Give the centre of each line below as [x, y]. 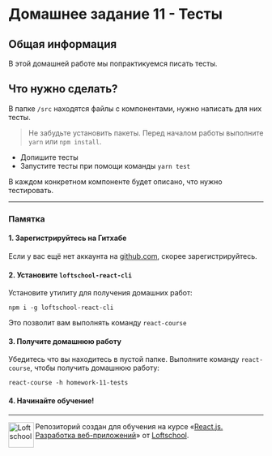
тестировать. [31, 190]
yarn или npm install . [65, 141]
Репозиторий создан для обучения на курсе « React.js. [129, 426]
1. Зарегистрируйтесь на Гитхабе [68, 238]
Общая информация [63, 44]
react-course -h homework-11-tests [68, 383]
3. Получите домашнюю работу [65, 341]
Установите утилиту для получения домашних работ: [100, 293]
